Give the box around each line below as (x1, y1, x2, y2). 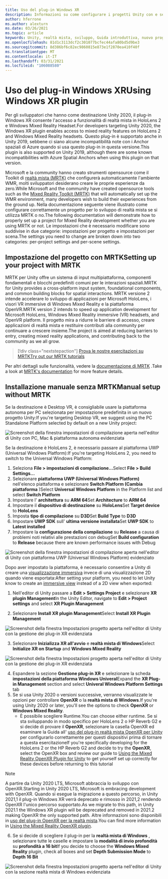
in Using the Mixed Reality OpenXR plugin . (5, 822, 92, 829)
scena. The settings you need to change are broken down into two (5, 233, 141, 239)
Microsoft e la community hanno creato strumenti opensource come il (5, 170, 149, 176)
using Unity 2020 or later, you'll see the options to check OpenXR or (12, 702, 154, 708)
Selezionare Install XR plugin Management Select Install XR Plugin (12, 610, 151, 616)
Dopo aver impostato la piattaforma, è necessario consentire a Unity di (5, 564, 151, 570)
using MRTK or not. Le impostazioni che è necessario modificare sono (5, 223, 150, 229)
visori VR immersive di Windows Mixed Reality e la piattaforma (5, 301, 134, 307)
